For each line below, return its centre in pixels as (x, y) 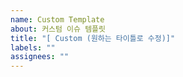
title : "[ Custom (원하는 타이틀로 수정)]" (93, 38)
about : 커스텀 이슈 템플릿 (58, 29)
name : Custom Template (57, 19)
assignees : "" (40, 57)
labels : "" (33, 47)
